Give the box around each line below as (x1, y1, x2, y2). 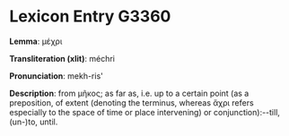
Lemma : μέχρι (9, 36, 63, 47)
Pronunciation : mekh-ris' (9, 70, 103, 81)
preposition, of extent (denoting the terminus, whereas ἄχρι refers (9, 97, 254, 108)
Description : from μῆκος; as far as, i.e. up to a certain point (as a (9, 88, 250, 98)
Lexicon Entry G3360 (9, 6, 171, 27)
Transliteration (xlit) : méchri (9, 53, 115, 64)
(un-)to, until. (9, 116, 58, 127)
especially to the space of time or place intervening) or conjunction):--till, (9, 106, 281, 117)
